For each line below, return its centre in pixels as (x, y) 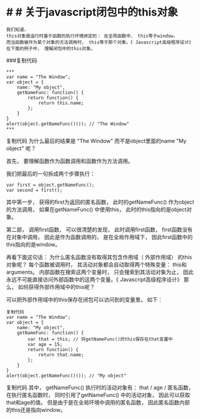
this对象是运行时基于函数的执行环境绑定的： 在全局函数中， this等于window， (92, 36)
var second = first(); (34, 190)
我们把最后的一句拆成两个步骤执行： (51, 173)
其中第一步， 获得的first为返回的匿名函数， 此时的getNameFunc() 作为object (100, 202)
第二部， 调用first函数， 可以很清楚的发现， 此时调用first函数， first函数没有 (99, 229)
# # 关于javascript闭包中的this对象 (92, 12)
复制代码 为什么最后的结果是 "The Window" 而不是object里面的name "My (96, 141)
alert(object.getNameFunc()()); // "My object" (67, 375)
